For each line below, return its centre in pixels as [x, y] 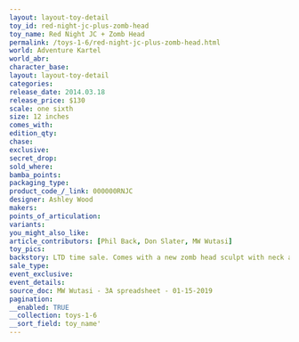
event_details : [37, 282]
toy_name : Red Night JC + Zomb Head [77, 34]
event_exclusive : [41, 274]
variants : [28, 224]
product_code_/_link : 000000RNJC [71, 191]
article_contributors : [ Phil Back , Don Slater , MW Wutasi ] [121, 241]
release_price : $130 [48, 100]
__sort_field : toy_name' [55, 324]
